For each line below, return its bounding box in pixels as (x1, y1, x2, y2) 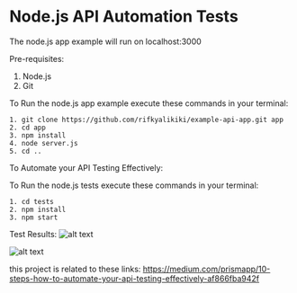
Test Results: (9, 228, 58, 239)
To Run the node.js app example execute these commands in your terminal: (9, 97, 289, 109)
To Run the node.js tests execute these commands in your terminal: (9, 180, 259, 191)
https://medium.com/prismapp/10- (142, 263, 271, 274)
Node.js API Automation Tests (9, 6, 238, 27)
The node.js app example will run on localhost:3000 (9, 36, 202, 47)
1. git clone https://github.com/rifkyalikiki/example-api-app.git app (9, 115, 283, 124)
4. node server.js (9, 138, 78, 147)
